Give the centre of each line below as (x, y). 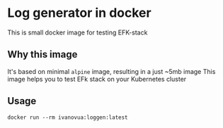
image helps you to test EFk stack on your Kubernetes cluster (97, 79)
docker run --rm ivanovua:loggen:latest (68, 117)
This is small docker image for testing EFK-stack (78, 32)
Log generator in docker (79, 13)
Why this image (42, 55)
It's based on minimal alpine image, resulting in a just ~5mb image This (111, 71)
